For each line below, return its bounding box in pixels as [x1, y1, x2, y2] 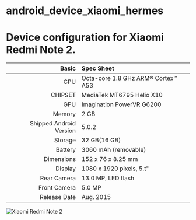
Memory [52, 110, 76, 118]
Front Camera [38, 184, 76, 192]
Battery [55, 146, 76, 154]
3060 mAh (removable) [81, 146, 146, 154]
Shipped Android [30, 120, 76, 128]
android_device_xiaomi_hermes [6, 4, 164, 18]
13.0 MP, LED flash [81, 174, 135, 182]
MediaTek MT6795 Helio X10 [81, 91, 163, 99]
